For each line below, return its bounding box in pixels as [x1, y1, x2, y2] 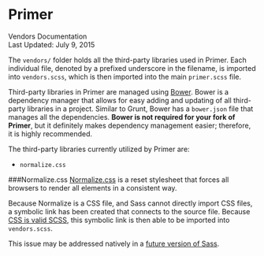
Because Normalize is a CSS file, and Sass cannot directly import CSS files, [8, 198, 253, 208]
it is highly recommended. [8, 128, 93, 139]
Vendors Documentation [8, 32, 87, 41]
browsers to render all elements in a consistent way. [8, 183, 177, 192]
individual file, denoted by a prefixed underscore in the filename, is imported [8, 63, 256, 72]
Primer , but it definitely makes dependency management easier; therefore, [8, 121, 251, 130]
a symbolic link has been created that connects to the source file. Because [8, 206, 251, 216]
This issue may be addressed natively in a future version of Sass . [8, 239, 220, 248]
